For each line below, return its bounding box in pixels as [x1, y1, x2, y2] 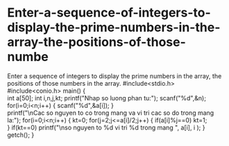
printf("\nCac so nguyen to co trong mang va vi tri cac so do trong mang [7, 109, 214, 117]
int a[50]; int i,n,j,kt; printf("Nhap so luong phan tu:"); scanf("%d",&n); [7, 93, 207, 102]
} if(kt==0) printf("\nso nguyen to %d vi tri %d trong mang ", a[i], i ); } [7, 123, 205, 131]
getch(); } [7, 130, 35, 139]
